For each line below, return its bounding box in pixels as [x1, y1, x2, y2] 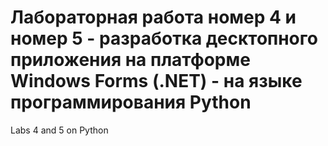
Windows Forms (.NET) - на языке [10, 70, 303, 93]
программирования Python [10, 91, 252, 114]
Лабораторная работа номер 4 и [10, 6, 297, 29]
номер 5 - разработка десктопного [10, 27, 318, 50]
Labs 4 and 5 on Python [10, 124, 109, 136]
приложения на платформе [10, 49, 251, 71]
